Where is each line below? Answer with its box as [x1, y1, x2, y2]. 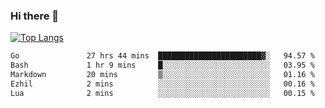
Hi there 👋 [10, 9, 60, 23]
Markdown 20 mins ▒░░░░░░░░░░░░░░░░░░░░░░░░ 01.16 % [10, 70, 315, 80]
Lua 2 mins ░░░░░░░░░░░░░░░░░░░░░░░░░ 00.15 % [10, 88, 315, 98]
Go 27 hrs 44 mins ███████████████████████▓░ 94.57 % [10, 51, 315, 61]
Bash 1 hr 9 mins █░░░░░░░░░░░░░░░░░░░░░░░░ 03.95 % [10, 60, 315, 71]
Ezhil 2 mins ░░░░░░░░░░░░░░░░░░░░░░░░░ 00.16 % [10, 79, 315, 89]
